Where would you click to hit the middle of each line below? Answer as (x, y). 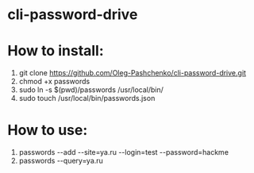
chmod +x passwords (54, 82)
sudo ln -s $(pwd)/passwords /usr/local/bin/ (91, 90)
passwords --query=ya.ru (61, 161)
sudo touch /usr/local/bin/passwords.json (87, 98)
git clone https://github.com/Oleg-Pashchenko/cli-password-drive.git (133, 73)
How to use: (48, 131)
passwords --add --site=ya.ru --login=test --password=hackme (124, 152)
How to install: (56, 51)
